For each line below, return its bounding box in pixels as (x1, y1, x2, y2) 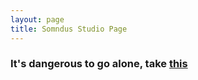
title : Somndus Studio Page (10, 24, 128, 34)
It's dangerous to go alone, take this (10, 57, 188, 71)
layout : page (10, 14, 65, 25)
